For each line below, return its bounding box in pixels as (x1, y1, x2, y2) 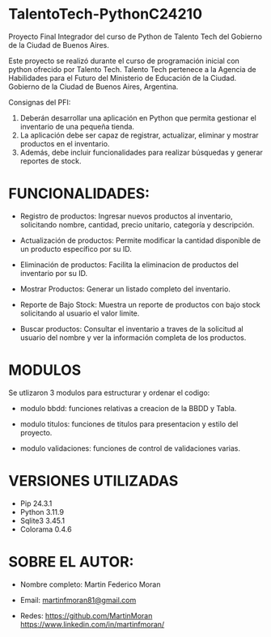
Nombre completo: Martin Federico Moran (19, 580, 161, 589)
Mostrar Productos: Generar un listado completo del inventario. (19, 284, 231, 294)
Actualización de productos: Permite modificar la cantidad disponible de (19, 236, 261, 245)
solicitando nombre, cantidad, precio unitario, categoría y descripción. (19, 219, 255, 229)
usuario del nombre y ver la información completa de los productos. (19, 333, 247, 342)
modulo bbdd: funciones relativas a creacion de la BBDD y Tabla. (19, 403, 237, 413)
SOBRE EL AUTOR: (8, 552, 134, 571)
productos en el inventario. (19, 138, 110, 148)
